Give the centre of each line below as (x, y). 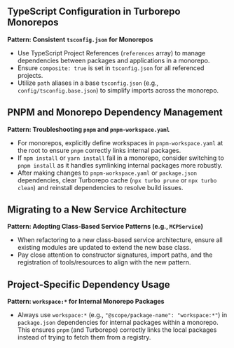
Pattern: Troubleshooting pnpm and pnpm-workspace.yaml (89, 129)
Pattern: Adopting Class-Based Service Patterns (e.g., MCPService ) (105, 227)
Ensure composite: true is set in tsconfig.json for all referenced (111, 68)
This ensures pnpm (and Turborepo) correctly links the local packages (117, 330)
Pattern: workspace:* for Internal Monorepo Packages (86, 302)
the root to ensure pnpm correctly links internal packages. (99, 150)
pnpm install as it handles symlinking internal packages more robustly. (120, 165)
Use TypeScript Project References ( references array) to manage (111, 53)
